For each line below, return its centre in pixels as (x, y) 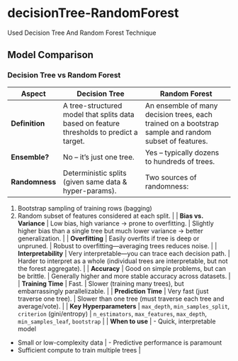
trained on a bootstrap (182, 123)
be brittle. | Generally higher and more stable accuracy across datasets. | (124, 276)
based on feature (91, 123)
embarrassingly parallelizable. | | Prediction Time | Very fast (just (113, 291)
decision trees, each (178, 114)
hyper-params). (90, 191)
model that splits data (98, 114)
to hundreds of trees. (180, 161)
